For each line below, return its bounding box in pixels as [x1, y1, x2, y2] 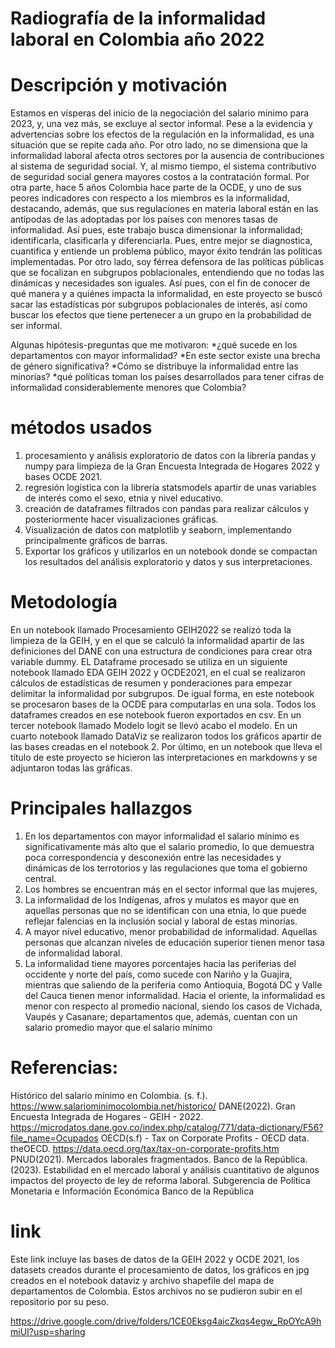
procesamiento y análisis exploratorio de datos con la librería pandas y [24, 450, 317, 462]
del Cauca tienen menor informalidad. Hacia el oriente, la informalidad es [24, 989, 326, 1001]
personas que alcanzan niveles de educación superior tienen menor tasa [24, 936, 325, 948]
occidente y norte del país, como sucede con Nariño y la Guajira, [24, 968, 293, 980]
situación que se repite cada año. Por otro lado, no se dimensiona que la [10, 139, 308, 151]
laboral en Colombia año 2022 [10, 28, 265, 51]
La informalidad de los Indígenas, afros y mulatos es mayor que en [24, 893, 300, 906]
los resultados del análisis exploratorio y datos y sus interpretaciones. [24, 556, 313, 568]
